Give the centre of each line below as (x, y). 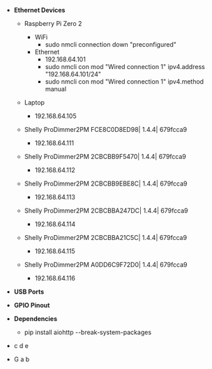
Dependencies (36, 319)
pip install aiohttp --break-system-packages (88, 332)
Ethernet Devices (39, 10)
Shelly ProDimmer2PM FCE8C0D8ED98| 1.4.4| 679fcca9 (105, 129)
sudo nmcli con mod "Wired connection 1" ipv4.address (125, 67)
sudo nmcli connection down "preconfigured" (111, 44)
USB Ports (29, 292)
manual (56, 89)
